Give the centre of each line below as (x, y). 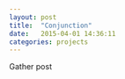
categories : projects (49, 42)
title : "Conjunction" (51, 25)
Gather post (31, 67)
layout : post (33, 17)
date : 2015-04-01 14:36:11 (62, 33)
